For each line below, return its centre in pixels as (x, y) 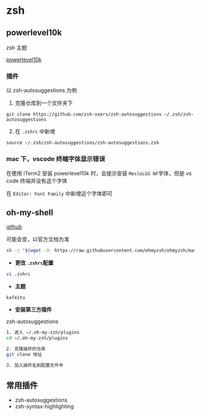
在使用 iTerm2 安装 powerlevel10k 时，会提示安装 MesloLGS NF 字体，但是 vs (99, 173)
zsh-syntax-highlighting (44, 406)
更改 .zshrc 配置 (34, 263)
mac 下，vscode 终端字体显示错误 (56, 159)
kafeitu (16, 298)
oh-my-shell (30, 212)
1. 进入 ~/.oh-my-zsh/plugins (43, 333)
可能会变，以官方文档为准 (38, 239)
